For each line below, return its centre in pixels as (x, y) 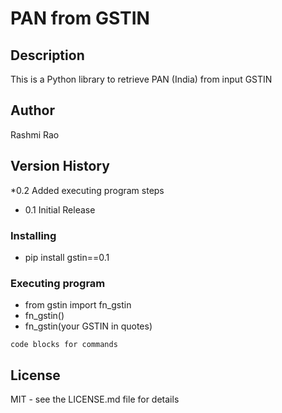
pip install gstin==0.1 (67, 257)
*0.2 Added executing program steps (87, 190)
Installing (33, 235)
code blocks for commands (64, 345)
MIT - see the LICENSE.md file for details (95, 399)
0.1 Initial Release (60, 209)
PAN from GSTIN (80, 18)
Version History (60, 166)
